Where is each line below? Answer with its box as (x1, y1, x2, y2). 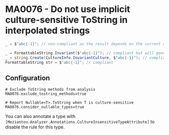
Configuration (5, 74, 50, 82)
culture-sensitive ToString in (5, 14, 128, 26)
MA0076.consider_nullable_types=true (5, 104, 84, 110)
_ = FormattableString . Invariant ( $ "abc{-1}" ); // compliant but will (5, 50, 154, 56)
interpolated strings (5, 25, 90, 36)
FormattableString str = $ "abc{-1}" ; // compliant (5, 60, 114, 65)
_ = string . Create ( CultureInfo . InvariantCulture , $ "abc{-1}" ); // (5, 55, 147, 60)
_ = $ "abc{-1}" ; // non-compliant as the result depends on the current (5, 41, 161, 46)
